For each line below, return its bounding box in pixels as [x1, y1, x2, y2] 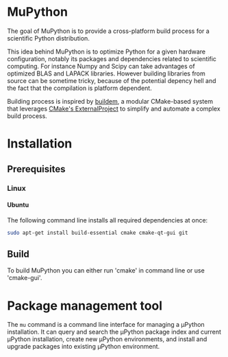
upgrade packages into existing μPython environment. [7, 343, 160, 351]
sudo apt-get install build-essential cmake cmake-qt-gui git [7, 229, 188, 236]
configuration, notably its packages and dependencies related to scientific [7, 54, 217, 62]
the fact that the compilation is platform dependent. [7, 84, 152, 92]
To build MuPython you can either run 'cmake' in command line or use [7, 266, 205, 275]
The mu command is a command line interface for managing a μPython [7, 321, 205, 329]
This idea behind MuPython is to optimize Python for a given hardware [7, 47, 206, 56]
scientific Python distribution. [7, 34, 90, 42]
